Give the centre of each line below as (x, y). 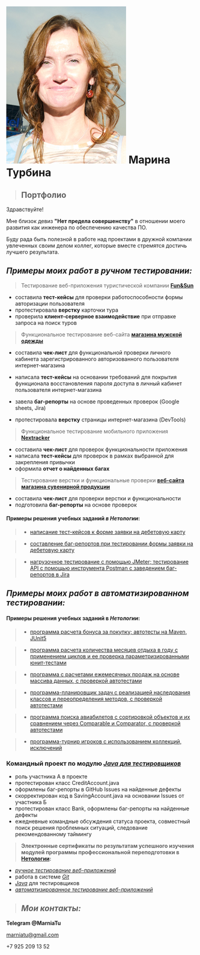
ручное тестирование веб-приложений (65, 870)
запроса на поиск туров (46, 323)
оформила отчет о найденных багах (62, 468)
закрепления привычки (45, 462)
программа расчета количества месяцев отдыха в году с (104, 650)
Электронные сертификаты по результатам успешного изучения (107, 846)
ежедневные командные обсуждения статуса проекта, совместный (102, 821)
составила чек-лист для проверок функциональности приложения (101, 449)
